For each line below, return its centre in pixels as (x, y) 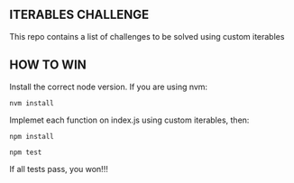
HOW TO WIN (48, 65)
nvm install (32, 103)
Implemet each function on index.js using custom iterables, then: (129, 120)
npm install (32, 136)
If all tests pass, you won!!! (59, 169)
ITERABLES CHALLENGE (79, 15)
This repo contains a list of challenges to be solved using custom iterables (147, 36)
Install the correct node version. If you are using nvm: (109, 87)
